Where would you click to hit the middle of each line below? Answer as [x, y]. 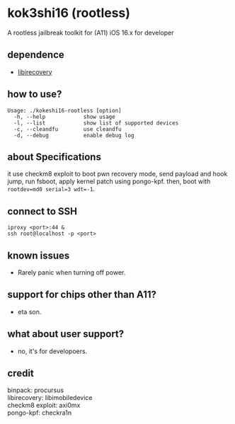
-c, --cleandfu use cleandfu [68, 129]
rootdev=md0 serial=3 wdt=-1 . [51, 189]
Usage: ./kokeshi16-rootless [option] [64, 110]
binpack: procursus [36, 390]
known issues [39, 255]
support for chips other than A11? [82, 295]
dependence [36, 55]
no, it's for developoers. [52, 351]
